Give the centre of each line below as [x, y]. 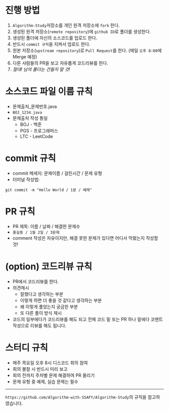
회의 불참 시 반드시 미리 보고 [40, 369]
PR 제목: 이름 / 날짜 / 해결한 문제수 [46, 226]
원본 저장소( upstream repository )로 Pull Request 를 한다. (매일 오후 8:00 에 [87, 50]
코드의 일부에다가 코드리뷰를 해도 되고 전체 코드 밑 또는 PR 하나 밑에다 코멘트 [88, 319]
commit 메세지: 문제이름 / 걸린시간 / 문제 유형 [57, 173]
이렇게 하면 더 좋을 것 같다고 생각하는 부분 [61, 300]
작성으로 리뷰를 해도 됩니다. [39, 325]
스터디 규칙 [27, 348]
